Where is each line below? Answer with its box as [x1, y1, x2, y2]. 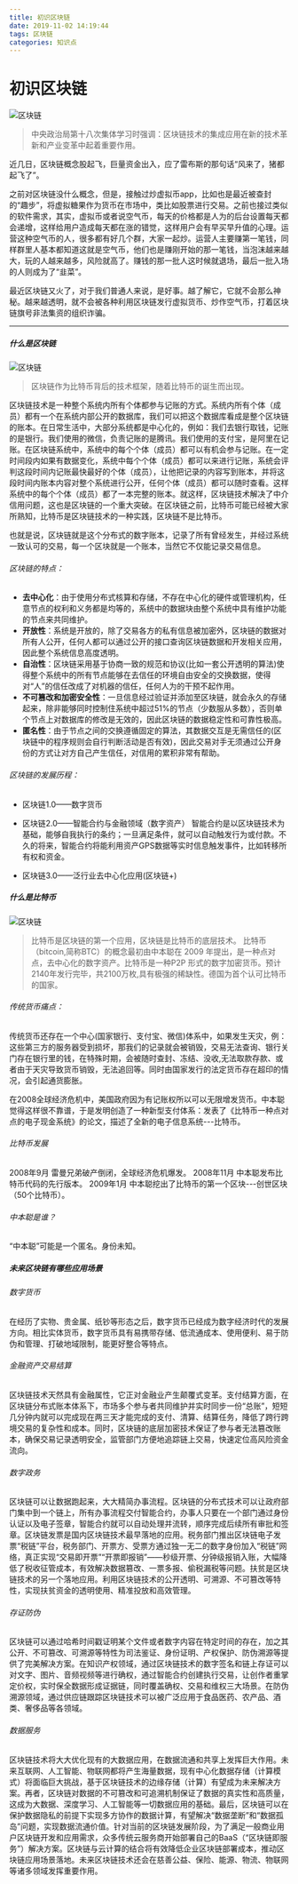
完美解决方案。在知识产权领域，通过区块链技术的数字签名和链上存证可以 [24, 1658, 289, 1669]
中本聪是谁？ [9, 1211, 56, 1222]
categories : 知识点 [9, 37, 77, 47]
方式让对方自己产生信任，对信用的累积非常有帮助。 [37, 747, 224, 758]
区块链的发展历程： [9, 770, 80, 780]
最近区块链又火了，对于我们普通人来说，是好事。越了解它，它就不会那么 [9, 285, 273, 296]
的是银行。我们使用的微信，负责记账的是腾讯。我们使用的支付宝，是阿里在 [9, 433, 281, 444]
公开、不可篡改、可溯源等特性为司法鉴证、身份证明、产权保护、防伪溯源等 [9, 1648, 281, 1658]
